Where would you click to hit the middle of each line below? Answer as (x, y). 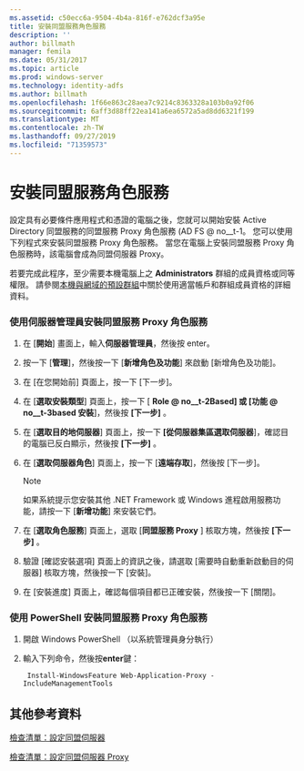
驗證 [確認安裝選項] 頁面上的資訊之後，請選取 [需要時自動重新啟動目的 (154, 561)
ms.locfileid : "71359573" (58, 145)
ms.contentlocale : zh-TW (56, 128)
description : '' (40, 35)
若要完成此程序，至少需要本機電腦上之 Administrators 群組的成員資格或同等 (152, 273)
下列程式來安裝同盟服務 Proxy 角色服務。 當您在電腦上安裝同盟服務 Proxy (147, 242)
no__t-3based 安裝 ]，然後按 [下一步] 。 (96, 412)
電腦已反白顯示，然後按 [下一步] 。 (96, 443)
